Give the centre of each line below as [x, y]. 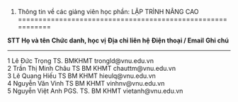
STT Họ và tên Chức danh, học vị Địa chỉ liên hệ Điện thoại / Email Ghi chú [118, 40]
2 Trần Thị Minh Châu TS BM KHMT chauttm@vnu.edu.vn [91, 68]
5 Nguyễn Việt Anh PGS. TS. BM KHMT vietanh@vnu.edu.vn [95, 91]
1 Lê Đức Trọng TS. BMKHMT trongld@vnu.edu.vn [81, 61]
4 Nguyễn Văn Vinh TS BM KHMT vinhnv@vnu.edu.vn [86, 83]
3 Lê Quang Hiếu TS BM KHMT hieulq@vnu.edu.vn [81, 76]
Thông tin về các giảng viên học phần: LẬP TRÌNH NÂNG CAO [108, 12]
